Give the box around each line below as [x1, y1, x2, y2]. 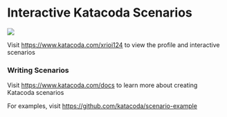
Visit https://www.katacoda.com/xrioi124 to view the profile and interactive [7, 40, 220, 49]
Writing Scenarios [7, 65, 69, 75]
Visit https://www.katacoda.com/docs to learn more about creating [7, 81, 198, 89]
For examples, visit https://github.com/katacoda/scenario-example [7, 102, 197, 110]
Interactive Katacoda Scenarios [7, 5, 192, 21]
